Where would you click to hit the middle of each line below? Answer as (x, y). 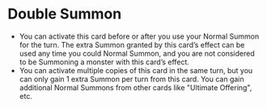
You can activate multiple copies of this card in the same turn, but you (136, 70)
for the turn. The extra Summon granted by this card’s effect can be (132, 44)
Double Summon (65, 14)
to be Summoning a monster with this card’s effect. (104, 62)
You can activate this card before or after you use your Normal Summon (139, 36)
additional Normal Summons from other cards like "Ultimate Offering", (136, 87)
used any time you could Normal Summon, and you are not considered (137, 53)
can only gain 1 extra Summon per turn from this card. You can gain (131, 79)
